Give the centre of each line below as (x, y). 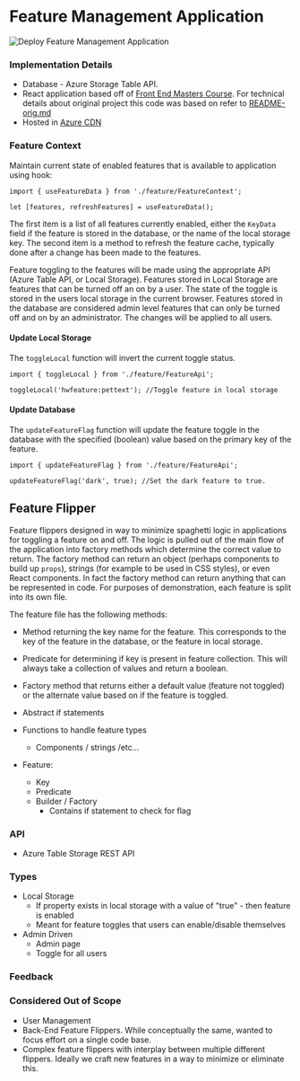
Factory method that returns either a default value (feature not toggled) (153, 685)
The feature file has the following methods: (89, 614)
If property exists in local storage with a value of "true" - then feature (163, 906)
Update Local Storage (51, 338)
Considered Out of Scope (65, 1001)
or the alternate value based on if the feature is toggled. (125, 695)
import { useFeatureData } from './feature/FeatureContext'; (126, 191)
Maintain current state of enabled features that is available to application (143, 165)
